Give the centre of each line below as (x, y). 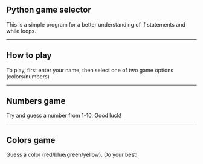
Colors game (31, 140)
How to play (29, 56)
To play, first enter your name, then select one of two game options (90, 70)
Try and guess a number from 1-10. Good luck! (64, 115)
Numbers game (36, 101)
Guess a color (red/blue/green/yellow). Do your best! (72, 155)
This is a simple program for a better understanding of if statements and (96, 24)
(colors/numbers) (28, 76)
